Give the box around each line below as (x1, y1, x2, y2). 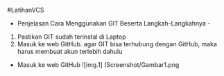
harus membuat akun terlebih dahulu (17, 48, 123, 55)
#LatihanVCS (7, 6, 44, 14)
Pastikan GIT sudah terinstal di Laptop (17, 32, 126, 41)
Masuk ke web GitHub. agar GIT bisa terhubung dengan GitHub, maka (17, 40, 217, 48)
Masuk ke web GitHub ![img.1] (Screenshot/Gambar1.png (17, 61, 180, 68)
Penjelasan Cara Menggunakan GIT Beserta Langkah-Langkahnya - (17, 19, 211, 27)
